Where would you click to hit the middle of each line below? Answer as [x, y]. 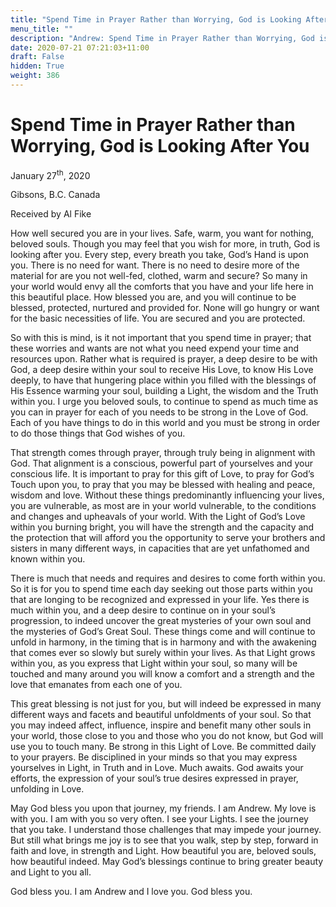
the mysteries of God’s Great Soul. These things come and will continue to [163, 632]
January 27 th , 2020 [50, 174]
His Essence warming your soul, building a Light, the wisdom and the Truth [164, 391]
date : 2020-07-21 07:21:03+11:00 [80, 47]
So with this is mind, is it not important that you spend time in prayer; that [161, 338]
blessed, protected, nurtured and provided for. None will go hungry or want [165, 308]
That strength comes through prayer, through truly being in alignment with [163, 453]
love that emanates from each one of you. [96, 685]
